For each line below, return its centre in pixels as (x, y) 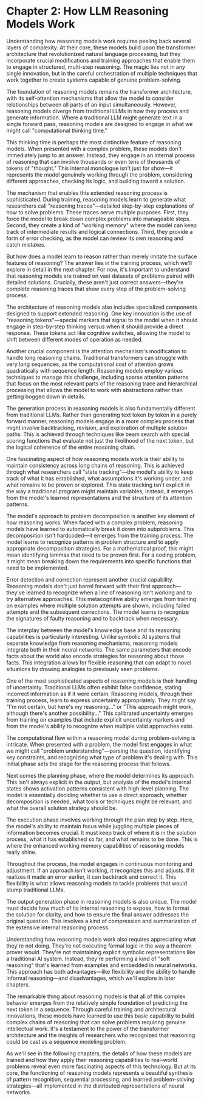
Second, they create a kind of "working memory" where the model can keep (102, 225)
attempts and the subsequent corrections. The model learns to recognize (98, 612)
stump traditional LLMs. (36, 890)
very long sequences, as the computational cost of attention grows (90, 364)
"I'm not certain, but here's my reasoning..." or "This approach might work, (100, 706)
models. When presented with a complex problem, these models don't (94, 149)
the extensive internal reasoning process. (58, 927)
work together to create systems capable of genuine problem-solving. (94, 80)
